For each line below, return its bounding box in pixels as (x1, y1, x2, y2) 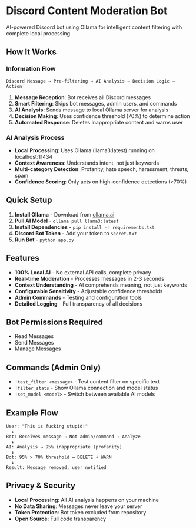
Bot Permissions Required (6, 317, 103, 327)
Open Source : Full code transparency (14, 515, 107, 522)
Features (6, 253, 39, 263)
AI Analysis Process (6, 133, 65, 142)
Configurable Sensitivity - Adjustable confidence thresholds (14, 287, 163, 294)
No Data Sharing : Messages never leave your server (14, 503, 142, 510)
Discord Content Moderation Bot (6, 4, 168, 18)
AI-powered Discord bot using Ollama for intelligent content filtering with (6, 24, 182, 31)
